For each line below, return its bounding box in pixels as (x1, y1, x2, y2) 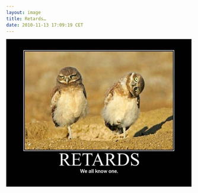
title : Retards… (6, 15, 46, 22)
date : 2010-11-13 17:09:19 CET (6, 22, 84, 28)
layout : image (6, 9, 41, 15)
